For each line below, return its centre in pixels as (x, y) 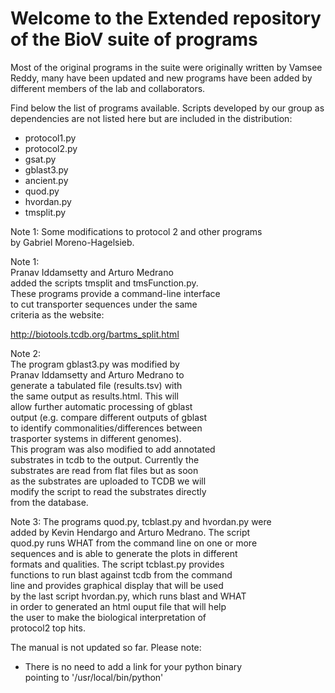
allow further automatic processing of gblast (101, 406)
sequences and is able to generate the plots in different (124, 553)
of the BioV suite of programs (134, 39)
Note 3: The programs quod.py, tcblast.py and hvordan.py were (141, 521)
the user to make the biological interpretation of (108, 617)
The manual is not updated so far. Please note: (106, 647)
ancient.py (46, 180)
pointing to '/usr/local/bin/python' (94, 677)
